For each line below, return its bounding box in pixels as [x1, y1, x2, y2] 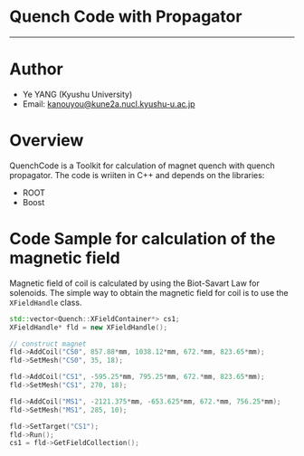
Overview [9, 130, 84, 151]
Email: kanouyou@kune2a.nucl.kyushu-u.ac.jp [22, 98, 196, 109]
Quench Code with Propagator [9, 6, 242, 27]
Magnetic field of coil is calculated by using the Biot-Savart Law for [9, 278, 260, 289]
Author [9, 59, 63, 80]
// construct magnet [9, 339, 88, 348]
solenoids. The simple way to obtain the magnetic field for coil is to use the [9, 287, 290, 298]
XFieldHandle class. [9, 297, 82, 308]
